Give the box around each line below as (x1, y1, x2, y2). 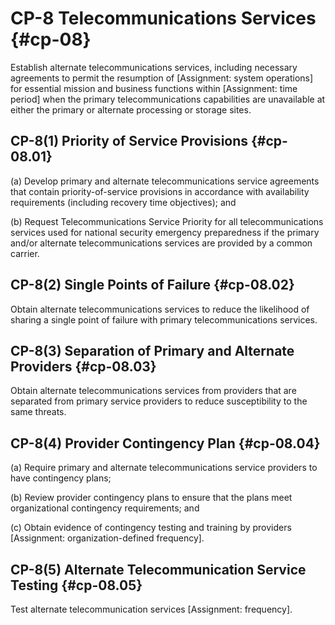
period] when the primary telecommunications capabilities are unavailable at (10, 93, 326, 105)
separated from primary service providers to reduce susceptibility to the (10, 395, 308, 407)
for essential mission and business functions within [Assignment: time (10, 82, 298, 94)
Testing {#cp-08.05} (10, 577, 143, 594)
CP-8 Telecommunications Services (10, 7, 317, 30)
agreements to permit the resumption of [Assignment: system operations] (10, 72, 314, 84)
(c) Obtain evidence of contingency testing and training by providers (10, 522, 292, 534)
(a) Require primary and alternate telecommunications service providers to (10, 462, 318, 474)
